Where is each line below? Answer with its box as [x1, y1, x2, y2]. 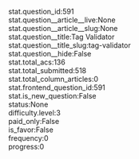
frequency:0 [8, 134, 50, 142]
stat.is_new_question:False [8, 91, 97, 100]
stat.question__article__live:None [8, 15, 116, 25]
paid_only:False [8, 117, 60, 126]
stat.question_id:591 [8, 7, 74, 16]
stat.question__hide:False [8, 49, 92, 58]
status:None [8, 99, 49, 109]
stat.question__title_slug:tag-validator [8, 41, 132, 50]
